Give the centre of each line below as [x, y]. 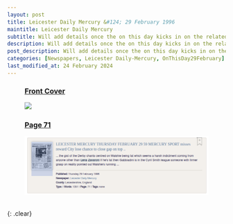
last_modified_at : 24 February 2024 [60, 66]
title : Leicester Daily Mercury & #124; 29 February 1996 [91, 22]
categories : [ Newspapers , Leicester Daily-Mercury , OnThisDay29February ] [116, 59]
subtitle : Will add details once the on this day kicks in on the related [118, 37]
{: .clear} [20, 213]
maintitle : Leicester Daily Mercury [60, 29]
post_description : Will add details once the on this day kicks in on [111, 51]
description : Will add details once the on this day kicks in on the [110, 44]
